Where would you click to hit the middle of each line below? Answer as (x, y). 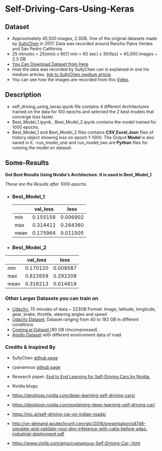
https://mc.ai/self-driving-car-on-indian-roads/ (59, 414)
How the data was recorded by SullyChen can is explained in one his (81, 69)
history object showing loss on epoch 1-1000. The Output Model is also (83, 137)
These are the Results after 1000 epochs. (46, 184)
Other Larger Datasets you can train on (52, 298)
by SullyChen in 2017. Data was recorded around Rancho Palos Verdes (82, 44)
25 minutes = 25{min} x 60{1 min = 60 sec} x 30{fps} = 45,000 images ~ (85, 54)
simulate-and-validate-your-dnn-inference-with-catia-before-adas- (80, 428)
